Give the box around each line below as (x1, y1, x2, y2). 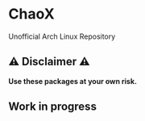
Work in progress (8, 100, 97, 114)
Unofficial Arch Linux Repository (8, 31, 116, 41)
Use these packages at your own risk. (8, 76, 137, 86)
